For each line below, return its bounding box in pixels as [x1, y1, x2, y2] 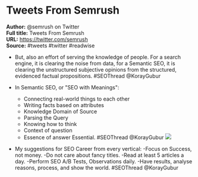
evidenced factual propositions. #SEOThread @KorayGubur [14, 72, 161, 79]
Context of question [23, 127, 73, 134]
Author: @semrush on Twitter [6, 23, 80, 30]
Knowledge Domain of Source [23, 108, 98, 115]
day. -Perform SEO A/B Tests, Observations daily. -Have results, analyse [14, 157, 193, 165]
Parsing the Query [23, 114, 68, 121]
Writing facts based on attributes [23, 101, 104, 108]
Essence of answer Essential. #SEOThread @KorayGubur [23, 134, 164, 141]
